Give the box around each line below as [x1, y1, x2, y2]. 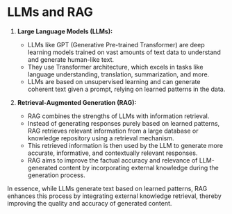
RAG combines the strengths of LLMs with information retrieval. [27, 112, 210, 120]
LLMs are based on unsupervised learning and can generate [27, 77, 201, 85]
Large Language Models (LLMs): [17, 27, 113, 35]
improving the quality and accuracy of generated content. [7, 199, 172, 207]
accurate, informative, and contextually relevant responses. [27, 149, 198, 157]
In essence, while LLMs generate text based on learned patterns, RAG [7, 184, 208, 192]
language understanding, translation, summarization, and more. [27, 70, 210, 79]
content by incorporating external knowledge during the [58, 163, 219, 172]
